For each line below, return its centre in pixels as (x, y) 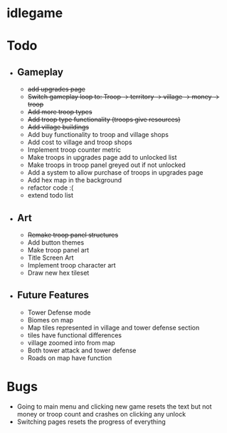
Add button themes (56, 243)
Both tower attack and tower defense (82, 350)
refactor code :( (51, 188)
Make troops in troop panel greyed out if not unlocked (106, 165)
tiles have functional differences (75, 335)
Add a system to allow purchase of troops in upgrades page (115, 173)
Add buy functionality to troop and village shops (98, 135)
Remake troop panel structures (73, 235)
